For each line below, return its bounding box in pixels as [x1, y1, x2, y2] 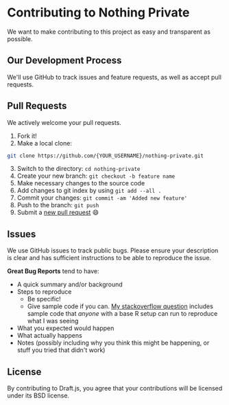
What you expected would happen [16, 324, 114, 332]
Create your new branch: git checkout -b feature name [16, 172, 176, 180]
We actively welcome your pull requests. [7, 118, 122, 126]
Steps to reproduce [16, 288, 72, 296]
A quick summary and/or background [16, 280, 123, 289]
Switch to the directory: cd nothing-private [16, 165, 141, 173]
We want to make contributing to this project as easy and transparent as [7, 27, 211, 36]
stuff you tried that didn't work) [16, 346, 106, 354]
